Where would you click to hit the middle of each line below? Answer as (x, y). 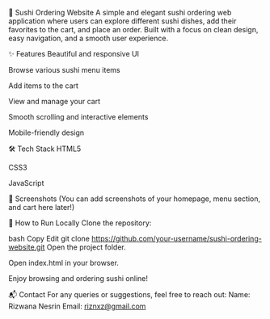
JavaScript (26, 183)
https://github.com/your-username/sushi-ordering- (177, 239)
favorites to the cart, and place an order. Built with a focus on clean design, (133, 29)
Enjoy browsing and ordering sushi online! (78, 278)
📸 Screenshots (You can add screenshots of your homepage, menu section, (135, 199)
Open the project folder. (86, 247)
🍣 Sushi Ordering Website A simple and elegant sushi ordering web (120, 13)
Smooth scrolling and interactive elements (78, 117)
